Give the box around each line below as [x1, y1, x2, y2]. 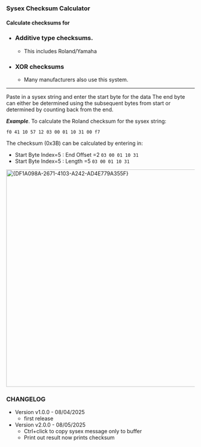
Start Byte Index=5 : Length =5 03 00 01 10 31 [14, 157, 130, 165]
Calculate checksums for [6, 19, 70, 26]
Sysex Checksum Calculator [6, 4, 91, 13]
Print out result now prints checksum [23, 434, 115, 441]
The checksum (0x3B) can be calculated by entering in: [6, 139, 144, 147]
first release [23, 415, 54, 422]
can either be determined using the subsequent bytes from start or [6, 100, 171, 107]
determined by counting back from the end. [6, 106, 114, 113]
